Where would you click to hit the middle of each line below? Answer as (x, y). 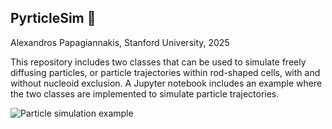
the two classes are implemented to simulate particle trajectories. (145, 93)
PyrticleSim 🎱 (53, 18)
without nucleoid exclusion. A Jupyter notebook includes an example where (166, 83)
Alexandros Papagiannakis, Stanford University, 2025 (120, 42)
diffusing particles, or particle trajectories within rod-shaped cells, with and (165, 72)
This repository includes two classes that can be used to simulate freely (158, 62)
